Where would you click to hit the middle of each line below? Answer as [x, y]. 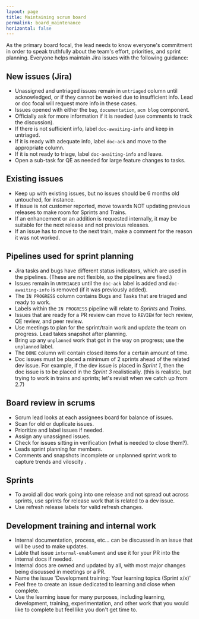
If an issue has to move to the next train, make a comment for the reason [104, 231]
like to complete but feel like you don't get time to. [76, 609]
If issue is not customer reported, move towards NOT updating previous [102, 206]
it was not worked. [37, 237]
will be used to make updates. [51, 546]
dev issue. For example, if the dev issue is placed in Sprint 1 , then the [99, 365]
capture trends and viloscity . [50, 461]
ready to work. [33, 302]
